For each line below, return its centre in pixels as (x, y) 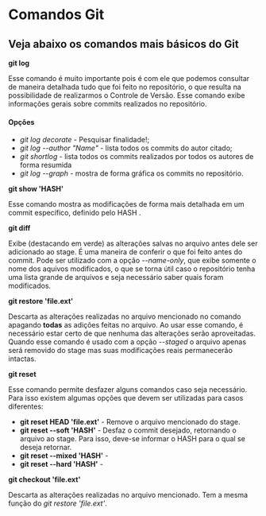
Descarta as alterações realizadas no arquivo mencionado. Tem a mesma (128, 495)
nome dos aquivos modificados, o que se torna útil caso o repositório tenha (132, 269)
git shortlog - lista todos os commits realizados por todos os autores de (137, 157)
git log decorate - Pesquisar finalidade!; (85, 140)
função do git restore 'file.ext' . (58, 503)
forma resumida (46, 165)
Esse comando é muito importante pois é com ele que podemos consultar (129, 78)
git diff (19, 228)
